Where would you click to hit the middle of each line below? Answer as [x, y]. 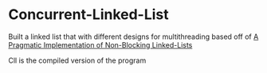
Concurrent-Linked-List [88, 15]
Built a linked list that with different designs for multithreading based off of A [133, 36]
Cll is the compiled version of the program [77, 60]
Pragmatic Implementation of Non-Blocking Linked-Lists [100, 44]
